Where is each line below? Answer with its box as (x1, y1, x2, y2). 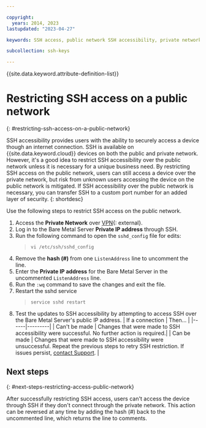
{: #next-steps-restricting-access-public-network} (6, 383, 135, 390)
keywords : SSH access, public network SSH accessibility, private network (6, 37, 202, 43)
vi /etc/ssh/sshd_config (30, 244, 94, 250)
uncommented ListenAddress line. (15, 274, 102, 282)
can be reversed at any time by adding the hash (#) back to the (6, 408, 166, 415)
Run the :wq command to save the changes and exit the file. (15, 281, 166, 288)
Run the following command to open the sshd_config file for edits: (15, 232, 181, 240)
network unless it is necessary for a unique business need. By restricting (6, 163, 190, 170)
